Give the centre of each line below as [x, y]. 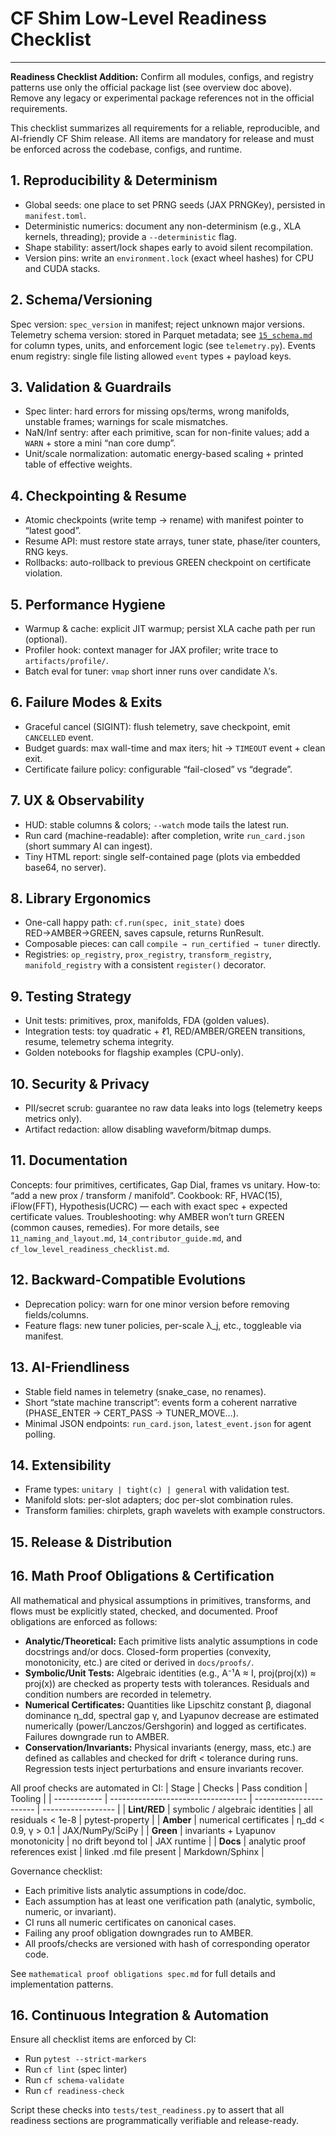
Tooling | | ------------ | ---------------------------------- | [131, 1798]
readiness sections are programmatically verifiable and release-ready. [155, 2121]
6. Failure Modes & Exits [86, 702]
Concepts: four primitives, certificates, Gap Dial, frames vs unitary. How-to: [165, 1184]
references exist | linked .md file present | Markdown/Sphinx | [137, 1851]
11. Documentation [69, 1160]
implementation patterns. [62, 1984]
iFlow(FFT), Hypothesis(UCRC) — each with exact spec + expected [149, 1206]
